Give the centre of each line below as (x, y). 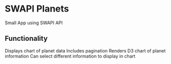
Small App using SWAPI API (34, 23)
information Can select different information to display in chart (70, 56)
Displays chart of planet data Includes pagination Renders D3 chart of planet (85, 50)
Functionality (26, 39)
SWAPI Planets (37, 9)
